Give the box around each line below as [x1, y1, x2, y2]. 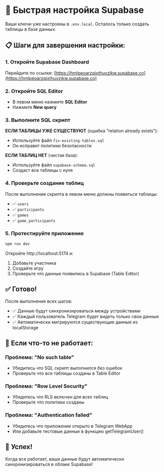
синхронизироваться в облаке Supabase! [5, 461, 93, 467]
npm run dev [5, 241, 30, 246]
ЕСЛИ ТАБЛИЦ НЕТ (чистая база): [5, 153, 79, 158]
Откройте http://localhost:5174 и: [5, 250, 74, 256]
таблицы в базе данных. [5, 26, 56, 32]
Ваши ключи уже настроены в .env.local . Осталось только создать [5, 21, 149, 27]
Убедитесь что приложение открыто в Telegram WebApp [12, 423, 133, 429]
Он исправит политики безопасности [12, 143, 92, 149]
